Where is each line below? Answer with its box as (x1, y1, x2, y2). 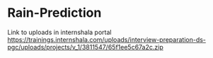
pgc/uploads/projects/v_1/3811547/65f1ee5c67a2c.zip (7, 43, 164, 51)
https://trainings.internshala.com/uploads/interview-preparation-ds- (7, 35, 207, 43)
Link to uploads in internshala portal (7, 28, 112, 36)
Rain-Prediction (7, 5, 102, 21)
